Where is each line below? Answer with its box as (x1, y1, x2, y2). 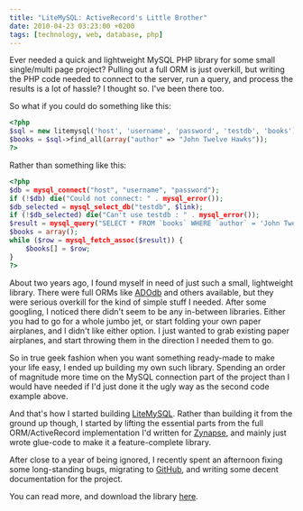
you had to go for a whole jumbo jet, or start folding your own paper (9, 315, 262, 326)
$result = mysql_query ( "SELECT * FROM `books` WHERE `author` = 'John (9, 219, 280, 228)
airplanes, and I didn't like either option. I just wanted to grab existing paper (9, 325, 290, 336)
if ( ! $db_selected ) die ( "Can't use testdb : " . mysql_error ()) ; (9, 211, 260, 220)
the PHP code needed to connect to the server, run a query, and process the (9, 74, 294, 85)
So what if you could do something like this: (9, 101, 171, 112)
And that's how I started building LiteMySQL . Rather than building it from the (9, 407, 293, 419)
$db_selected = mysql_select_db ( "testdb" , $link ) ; (9, 202, 204, 212)
